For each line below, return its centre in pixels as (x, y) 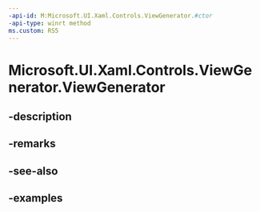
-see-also (33, 171)
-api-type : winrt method (50, 23)
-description (40, 116)
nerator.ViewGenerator (87, 87)
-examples (36, 198)
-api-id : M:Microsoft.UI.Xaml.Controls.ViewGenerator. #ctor (111, 16)
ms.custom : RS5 (34, 30)
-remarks (32, 144)
